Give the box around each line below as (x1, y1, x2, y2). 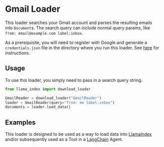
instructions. (5, 50, 30, 56)
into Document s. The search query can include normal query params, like (5, 24, 150, 30)
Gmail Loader (5, 3, 60, 15)
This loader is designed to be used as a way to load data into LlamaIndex (5, 131, 152, 137)
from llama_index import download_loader (5, 87, 91, 92)
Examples (5, 118, 36, 126)
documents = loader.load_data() (5, 104, 71, 110)
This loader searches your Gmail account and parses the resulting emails (5, 20, 153, 25)
